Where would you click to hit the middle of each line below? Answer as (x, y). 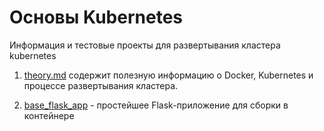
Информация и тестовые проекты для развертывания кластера (145, 45)
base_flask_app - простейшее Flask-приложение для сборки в (156, 105)
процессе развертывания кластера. (101, 85)
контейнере (49, 115)
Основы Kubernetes (96, 17)
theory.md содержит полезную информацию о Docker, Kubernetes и (168, 75)
